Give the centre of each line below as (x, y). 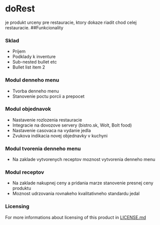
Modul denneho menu (32, 80)
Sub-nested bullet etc (35, 62)
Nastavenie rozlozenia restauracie (47, 120)
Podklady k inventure (34, 57)
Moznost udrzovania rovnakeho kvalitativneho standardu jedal (76, 194)
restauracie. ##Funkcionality (34, 27)
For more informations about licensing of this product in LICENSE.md (76, 217)
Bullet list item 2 (29, 67)
